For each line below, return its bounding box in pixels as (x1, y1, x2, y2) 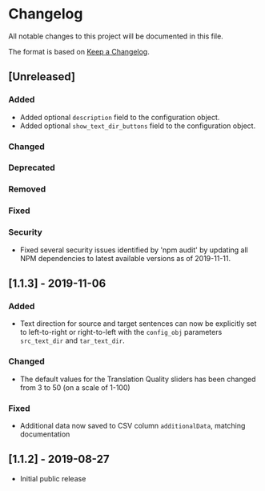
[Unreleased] (8, 70, 76, 84)
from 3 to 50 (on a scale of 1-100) (19, 382, 130, 392)
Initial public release (19, 473, 86, 483)
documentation (19, 429, 70, 439)
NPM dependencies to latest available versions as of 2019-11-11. (19, 253, 231, 263)
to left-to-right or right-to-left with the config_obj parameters (19, 328, 223, 337)
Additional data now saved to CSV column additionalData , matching (19, 421, 246, 430)
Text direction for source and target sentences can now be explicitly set (19, 319, 257, 328)
